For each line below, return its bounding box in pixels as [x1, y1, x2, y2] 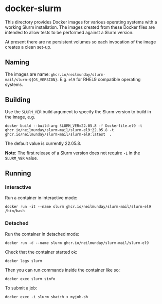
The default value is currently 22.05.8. [5, 140, 82, 146]
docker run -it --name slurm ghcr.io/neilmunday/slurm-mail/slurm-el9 [5, 204, 151, 209]
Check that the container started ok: [5, 249, 78, 255]
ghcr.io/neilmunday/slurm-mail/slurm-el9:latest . [5, 132, 112, 137]
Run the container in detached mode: [5, 231, 79, 237]
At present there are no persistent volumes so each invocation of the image [5, 39, 156, 44]
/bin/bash [5, 208, 25, 214]
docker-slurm [5, 3, 62, 14]
